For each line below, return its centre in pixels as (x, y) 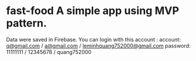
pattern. (27, 23)
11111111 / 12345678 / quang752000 (49, 52)
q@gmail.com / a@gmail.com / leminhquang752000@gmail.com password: (99, 46)
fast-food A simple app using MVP (93, 11)
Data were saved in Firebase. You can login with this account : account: (94, 39)
